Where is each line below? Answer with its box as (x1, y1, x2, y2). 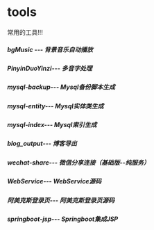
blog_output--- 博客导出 (7, 140, 78, 148)
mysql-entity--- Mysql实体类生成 (7, 101, 104, 110)
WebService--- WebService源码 (7, 177, 102, 186)
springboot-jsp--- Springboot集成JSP (7, 215, 119, 223)
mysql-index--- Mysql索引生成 (7, 121, 97, 129)
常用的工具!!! (7, 28, 44, 36)
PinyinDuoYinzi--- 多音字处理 (7, 64, 92, 72)
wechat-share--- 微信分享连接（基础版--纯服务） (7, 158, 151, 167)
